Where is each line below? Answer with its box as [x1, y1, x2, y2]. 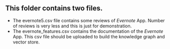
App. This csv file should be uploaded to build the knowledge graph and [12, 33, 165, 39]
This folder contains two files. [5, 4, 103, 13]
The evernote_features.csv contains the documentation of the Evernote [12, 28, 164, 34]
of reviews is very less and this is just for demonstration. [12, 23, 132, 29]
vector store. [12, 39, 40, 45]
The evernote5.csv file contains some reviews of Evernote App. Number [12, 17, 165, 23]
